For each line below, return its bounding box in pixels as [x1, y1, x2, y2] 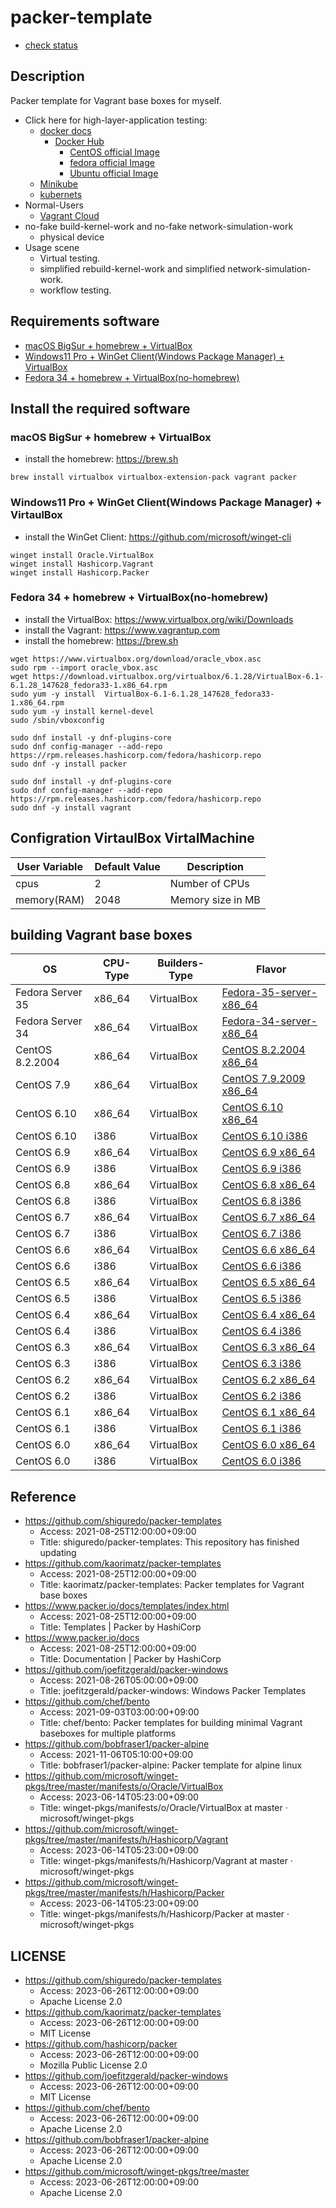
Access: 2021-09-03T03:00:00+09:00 [39, 1706, 200, 1718]
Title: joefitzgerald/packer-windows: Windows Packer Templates [39, 1685, 307, 1697]
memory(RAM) [15, 892, 85, 906]
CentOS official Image [69, 146, 160, 158]
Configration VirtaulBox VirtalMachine [10, 830, 255, 847]
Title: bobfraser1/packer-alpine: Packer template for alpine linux [39, 1759, 303, 1771]
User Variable [16, 859, 83, 873]
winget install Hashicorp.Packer [10, 567, 150, 578]
